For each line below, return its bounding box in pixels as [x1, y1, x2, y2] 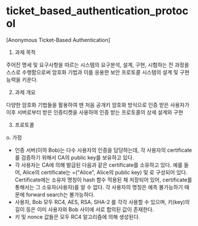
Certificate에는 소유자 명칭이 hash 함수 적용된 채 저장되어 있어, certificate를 [14, 176, 193, 183]
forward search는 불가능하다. [25, 191, 95, 198]
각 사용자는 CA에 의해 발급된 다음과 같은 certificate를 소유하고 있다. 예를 [14, 161, 183, 168]
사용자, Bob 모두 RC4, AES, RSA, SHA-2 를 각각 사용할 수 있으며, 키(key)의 [14, 198, 190, 205]
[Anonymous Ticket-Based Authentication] [6, 36, 111, 43]
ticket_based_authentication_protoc [6, 4, 189, 18]
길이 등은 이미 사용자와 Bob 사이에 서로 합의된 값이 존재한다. [14, 206, 154, 213]
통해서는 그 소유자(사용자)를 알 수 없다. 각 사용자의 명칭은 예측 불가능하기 [14, 183, 183, 190]
